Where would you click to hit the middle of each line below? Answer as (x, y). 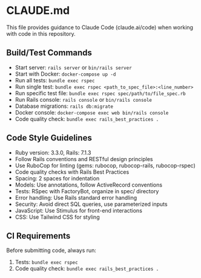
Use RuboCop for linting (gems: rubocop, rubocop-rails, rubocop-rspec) (105, 165)
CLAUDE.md (38, 11)
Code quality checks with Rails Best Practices (72, 172)
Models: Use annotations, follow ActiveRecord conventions (88, 185)
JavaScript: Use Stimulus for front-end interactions (78, 210)
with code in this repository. (41, 33)
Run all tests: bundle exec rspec (55, 80)
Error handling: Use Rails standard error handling (76, 197)
